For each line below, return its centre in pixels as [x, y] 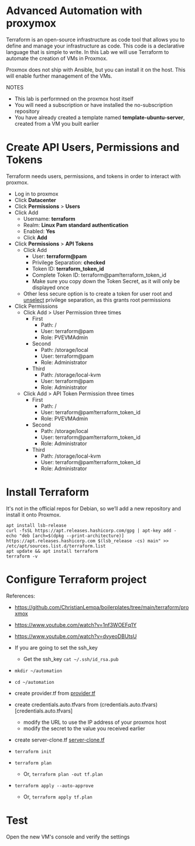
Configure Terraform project [76, 579]
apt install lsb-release [36, 525]
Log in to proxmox [36, 194]
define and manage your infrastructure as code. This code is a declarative [95, 46]
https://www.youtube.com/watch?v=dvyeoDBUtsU [76, 636]
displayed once [50, 287]
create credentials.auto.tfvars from [56, 704]
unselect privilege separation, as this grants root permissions [97, 300]
